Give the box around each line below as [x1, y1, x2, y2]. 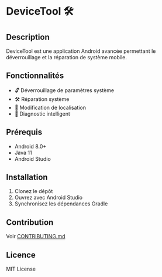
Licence [6, 250, 36, 260]
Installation [6, 173, 48, 183]
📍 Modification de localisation [14, 104, 87, 111]
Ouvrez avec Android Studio [14, 194, 83, 201]
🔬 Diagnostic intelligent [14, 110, 70, 117]
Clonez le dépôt [14, 188, 53, 195]
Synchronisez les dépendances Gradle [14, 200, 108, 207]
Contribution [6, 217, 54, 227]
